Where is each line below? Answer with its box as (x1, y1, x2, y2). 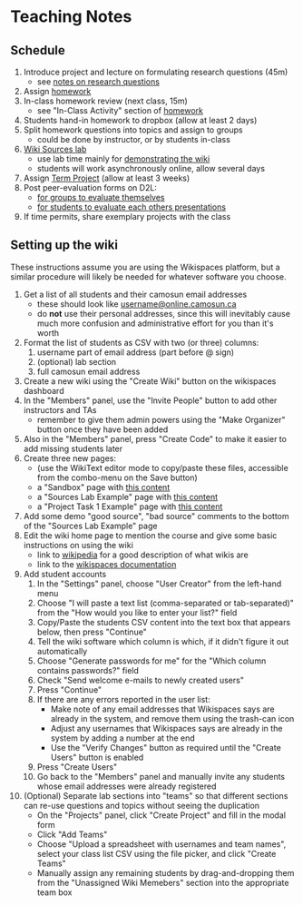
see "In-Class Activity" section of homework (36, 105, 203, 115)
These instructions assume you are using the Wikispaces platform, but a (10, 261, 280, 272)
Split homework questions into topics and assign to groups (23, 124, 243, 135)
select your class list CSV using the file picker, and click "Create (36, 848, 277, 859)
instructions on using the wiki (23, 539, 134, 550)
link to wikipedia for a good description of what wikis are (36, 549, 249, 560)
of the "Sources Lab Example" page (23, 520, 158, 531)
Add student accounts (23, 568, 107, 579)
